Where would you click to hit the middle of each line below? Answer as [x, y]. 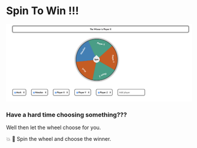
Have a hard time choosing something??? [67, 115]
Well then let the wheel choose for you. [54, 127]
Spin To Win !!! [43, 11]
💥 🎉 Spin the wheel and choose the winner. [59, 139]
